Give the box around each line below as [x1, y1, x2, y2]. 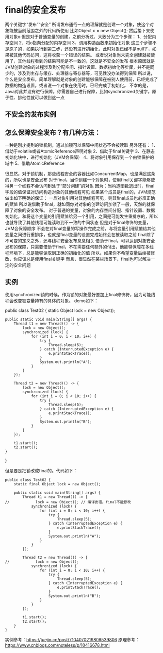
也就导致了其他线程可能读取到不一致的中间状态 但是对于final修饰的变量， [5, 220, 151, 226]
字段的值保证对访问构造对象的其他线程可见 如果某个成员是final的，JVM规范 [5, 189, 156, 195]
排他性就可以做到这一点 [17, 95, 65, 100]
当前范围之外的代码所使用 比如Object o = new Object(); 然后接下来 [17, 27, 150, 33]
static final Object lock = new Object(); [14, 481, 101, 486]
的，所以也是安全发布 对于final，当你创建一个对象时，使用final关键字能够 [5, 177, 151, 183]
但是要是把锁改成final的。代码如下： [5, 467, 78, 473]
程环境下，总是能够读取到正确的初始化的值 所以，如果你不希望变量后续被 [5, 250, 151, 256]
